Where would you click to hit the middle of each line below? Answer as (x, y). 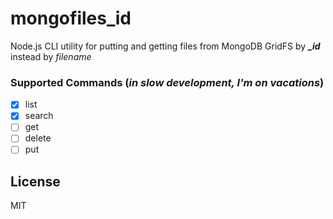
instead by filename (51, 56)
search (39, 116)
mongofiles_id (71, 18)
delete (38, 138)
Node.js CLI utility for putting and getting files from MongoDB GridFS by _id (165, 46)
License (35, 181)
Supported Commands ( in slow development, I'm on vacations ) (167, 82)
